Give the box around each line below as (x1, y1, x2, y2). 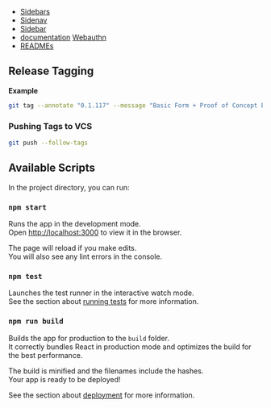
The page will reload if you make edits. (8, 243, 137, 252)
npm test (8, 272, 43, 281)
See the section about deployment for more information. (8, 390, 195, 400)
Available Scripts (8, 161, 95, 175)
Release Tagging (8, 65, 94, 78)
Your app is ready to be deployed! (8, 374, 121, 384)
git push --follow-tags (8, 139, 89, 147)
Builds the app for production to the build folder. (8, 333, 170, 343)
